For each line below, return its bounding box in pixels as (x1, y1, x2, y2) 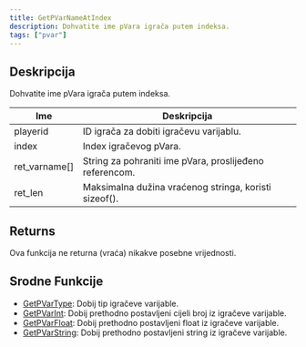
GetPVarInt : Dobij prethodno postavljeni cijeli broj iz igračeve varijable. (22, 307, 287, 319)
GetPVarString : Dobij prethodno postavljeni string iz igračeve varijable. (22, 327, 288, 338)
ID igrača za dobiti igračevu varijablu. (82, 125, 241, 138)
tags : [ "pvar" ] (9, 30, 67, 39)
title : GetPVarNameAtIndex (9, 13, 112, 23)
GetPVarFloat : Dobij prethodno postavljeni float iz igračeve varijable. (22, 317, 280, 328)
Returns (9, 223, 56, 239)
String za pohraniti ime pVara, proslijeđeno (82, 155, 264, 168)
